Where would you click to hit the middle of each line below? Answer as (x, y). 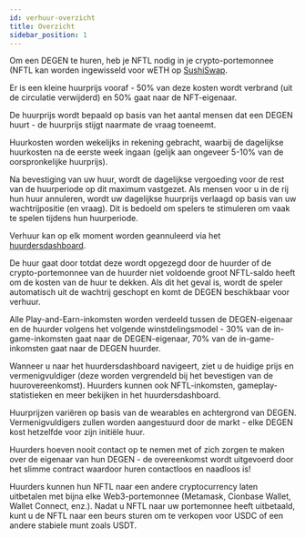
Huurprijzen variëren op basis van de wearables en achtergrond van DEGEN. (153, 413)
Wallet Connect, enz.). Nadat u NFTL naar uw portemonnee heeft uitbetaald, (152, 506)
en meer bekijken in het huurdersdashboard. (137, 395)
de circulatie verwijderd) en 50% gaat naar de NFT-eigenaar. (123, 97)
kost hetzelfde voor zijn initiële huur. (77, 432)
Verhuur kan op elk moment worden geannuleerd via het (115, 236)
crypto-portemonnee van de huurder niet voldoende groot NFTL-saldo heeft (152, 273)
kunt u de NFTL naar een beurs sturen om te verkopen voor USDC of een (147, 516)
